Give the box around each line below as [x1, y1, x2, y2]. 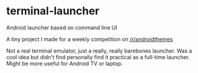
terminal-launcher [6, 4, 100, 18]
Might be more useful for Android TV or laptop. [6, 60, 123, 67]
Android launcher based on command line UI [6, 24, 118, 31]
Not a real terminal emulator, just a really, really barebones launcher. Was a [6, 47, 192, 54]
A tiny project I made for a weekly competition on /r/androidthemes [6, 35, 173, 42]
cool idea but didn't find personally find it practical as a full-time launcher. [6, 53, 190, 60]
